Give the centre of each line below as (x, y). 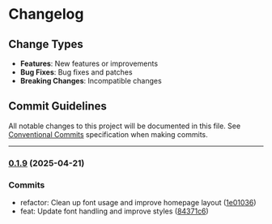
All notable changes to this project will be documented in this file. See (125, 126)
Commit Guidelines (58, 106)
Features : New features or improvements (89, 63)
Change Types (46, 44)
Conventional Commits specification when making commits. (108, 134)
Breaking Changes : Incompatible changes (91, 81)
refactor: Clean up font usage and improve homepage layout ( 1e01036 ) (138, 203)
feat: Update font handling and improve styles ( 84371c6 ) (114, 211)
